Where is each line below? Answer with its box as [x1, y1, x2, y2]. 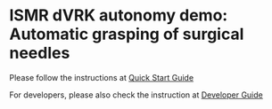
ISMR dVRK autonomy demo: [9, 5, 228, 26]
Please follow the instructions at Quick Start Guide [9, 72, 194, 82]
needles [9, 43, 70, 63]
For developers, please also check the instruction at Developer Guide [9, 90, 263, 100]
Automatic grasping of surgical [9, 24, 244, 44]
